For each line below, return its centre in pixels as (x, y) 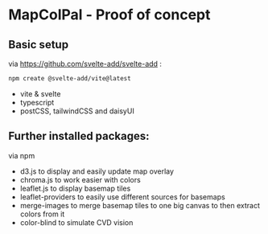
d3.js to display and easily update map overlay (97, 171)
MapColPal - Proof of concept (109, 15)
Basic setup (39, 45)
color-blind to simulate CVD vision (76, 222)
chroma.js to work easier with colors (80, 179)
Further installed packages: (79, 136)
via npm (22, 155)
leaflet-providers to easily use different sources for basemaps (122, 197)
